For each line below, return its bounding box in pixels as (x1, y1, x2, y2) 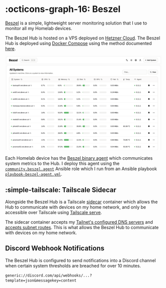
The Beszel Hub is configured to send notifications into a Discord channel (5, 257, 156, 263)
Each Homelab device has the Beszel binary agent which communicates (5, 155, 153, 161)
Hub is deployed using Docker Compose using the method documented (5, 40, 152, 46)
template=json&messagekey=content (5, 278, 77, 283)
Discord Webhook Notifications (5, 244, 104, 253)
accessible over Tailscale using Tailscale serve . (5, 209, 102, 215)
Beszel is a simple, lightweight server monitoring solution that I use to (5, 20, 148, 26)
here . (5, 45, 16, 51)
